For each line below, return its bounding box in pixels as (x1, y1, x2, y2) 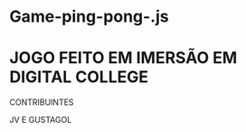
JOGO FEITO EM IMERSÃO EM (9, 48, 238, 69)
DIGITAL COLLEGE (9, 67, 149, 88)
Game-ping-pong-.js (9, 6, 169, 27)
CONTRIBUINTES (9, 97, 74, 108)
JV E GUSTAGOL (9, 115, 72, 126)
